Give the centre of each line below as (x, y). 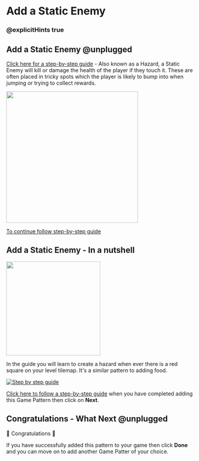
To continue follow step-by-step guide (54, 231)
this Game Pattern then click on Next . (53, 400)
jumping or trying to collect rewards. (51, 83)
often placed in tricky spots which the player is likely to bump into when (95, 76)
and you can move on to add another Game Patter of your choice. (87, 451)
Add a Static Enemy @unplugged (69, 49)
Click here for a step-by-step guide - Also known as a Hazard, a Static (93, 64)
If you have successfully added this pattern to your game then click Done (97, 445)
